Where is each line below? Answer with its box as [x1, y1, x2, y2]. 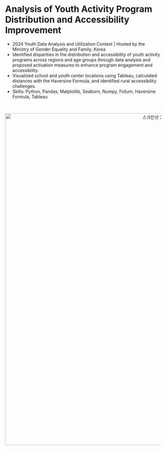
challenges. [12, 83, 36, 89]
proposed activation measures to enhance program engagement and [12, 62, 153, 68]
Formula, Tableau [12, 93, 48, 100]
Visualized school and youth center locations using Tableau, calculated [12, 72, 157, 78]
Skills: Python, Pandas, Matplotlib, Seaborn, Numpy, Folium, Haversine [12, 88, 156, 94]
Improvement [5, 25, 62, 36]
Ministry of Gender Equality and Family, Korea [12, 46, 106, 52]
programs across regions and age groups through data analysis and [12, 57, 151, 63]
